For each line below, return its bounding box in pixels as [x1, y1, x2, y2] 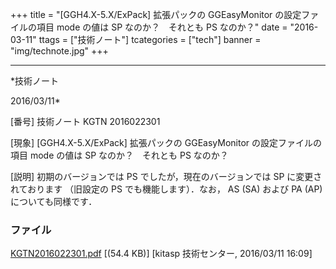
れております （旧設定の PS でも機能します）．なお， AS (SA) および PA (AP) [10, 183, 323, 195]
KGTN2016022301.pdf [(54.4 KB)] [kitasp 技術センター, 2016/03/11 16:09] [10, 248, 313, 260]
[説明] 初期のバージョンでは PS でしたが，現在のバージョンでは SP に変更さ [10, 171, 323, 182]
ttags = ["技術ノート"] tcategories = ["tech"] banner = [38, 34, 262, 45]
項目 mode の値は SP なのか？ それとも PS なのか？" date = [36, 21, 288, 33]
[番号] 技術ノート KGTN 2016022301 [10, 116, 161, 127]
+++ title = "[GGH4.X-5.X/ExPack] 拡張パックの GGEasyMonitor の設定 [10, 9, 302, 20]
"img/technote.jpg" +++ [10, 45, 109, 57]
